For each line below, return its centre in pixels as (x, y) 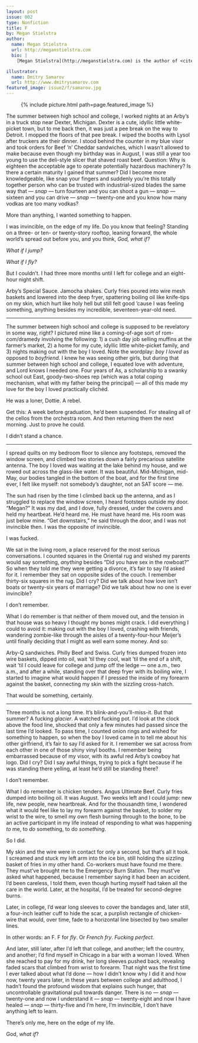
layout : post (22, 11)
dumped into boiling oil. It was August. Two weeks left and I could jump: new (99, 798)
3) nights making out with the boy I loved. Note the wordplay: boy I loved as (98, 352)
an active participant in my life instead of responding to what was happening (99, 823)
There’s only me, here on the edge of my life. (60, 1023)
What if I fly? (22, 262)
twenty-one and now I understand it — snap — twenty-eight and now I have (98, 999)
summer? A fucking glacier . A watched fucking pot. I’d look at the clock (93, 718)
